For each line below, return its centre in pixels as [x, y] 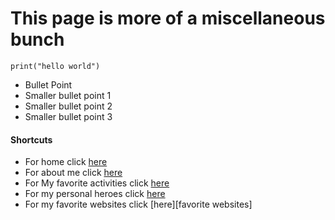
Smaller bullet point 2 [68, 106]
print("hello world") [55, 66]
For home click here [66, 162]
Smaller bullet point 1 [68, 95]
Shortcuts [31, 139]
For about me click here [73, 173]
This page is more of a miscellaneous [168, 18]
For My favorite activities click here [97, 183]
